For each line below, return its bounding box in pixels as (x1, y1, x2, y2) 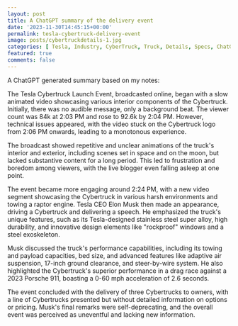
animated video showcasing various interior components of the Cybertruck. (7, 97, 228, 106)
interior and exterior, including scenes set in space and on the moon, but (7, 148, 220, 157)
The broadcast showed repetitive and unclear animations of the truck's (7, 141, 215, 150)
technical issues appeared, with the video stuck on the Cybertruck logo (7, 120, 216, 128)
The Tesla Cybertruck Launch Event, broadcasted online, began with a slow (7, 89, 228, 98)
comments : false (7, 57, 55, 64)
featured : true (7, 50, 52, 57)
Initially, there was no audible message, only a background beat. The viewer (7, 104, 229, 113)
